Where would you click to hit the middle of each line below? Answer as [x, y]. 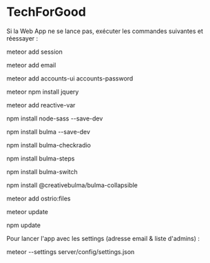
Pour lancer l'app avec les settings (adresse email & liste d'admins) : [103, 238]
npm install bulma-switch [42, 171]
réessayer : [22, 38]
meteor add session [34, 52]
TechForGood [46, 12]
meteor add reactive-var [41, 105]
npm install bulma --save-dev [49, 131]
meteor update [28, 211]
